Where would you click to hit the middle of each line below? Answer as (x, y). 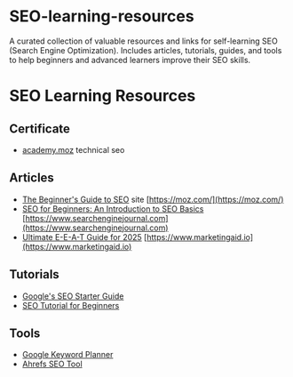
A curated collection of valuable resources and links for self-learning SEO (143, 41)
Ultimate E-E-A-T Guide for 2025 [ (84, 237)
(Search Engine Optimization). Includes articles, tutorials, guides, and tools (146, 50)
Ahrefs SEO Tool (52, 364)
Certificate (40, 128)
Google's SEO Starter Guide (73, 296)
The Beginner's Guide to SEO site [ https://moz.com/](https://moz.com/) (153, 199)
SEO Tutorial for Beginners (71, 305)
